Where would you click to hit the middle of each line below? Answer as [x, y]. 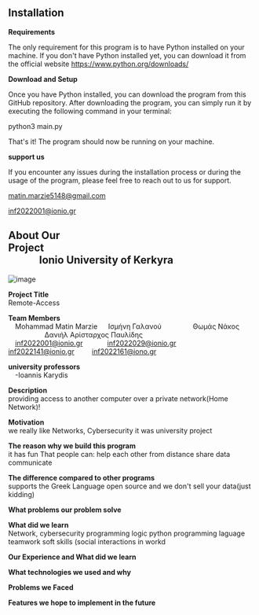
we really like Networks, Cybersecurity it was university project [110, 430]
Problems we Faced [41, 587]
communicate [30, 462]
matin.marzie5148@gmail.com [57, 195]
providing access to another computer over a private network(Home [119, 398]
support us [26, 157]
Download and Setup [43, 79]
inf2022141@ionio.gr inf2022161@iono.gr [82, 351]
